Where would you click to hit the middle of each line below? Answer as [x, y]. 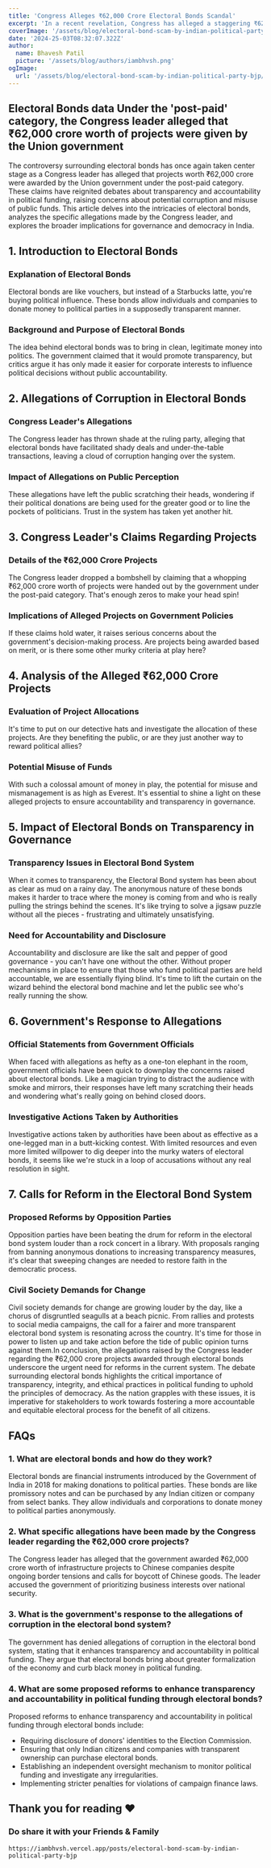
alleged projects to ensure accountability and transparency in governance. [132, 802]
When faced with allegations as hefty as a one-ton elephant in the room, [128, 1062]
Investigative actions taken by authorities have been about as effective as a [133, 1135]
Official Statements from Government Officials [102, 1044]
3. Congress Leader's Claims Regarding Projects [133, 537]
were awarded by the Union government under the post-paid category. [126, 183]
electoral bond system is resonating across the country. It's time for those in [135, 1333]
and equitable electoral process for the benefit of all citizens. [109, 1410]
